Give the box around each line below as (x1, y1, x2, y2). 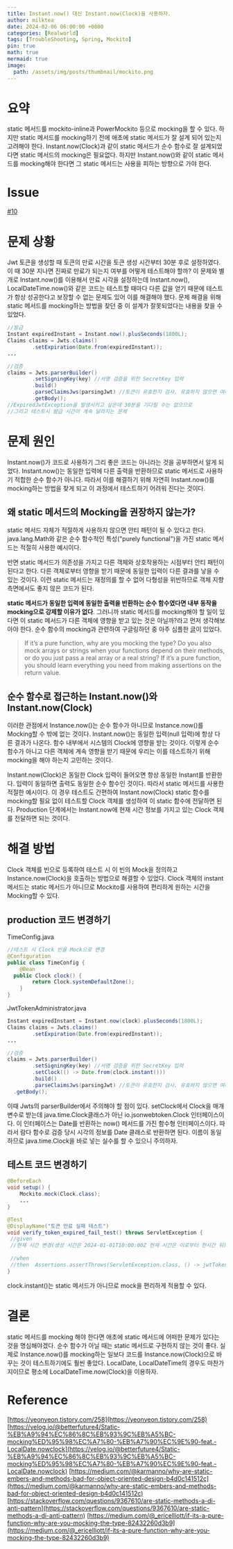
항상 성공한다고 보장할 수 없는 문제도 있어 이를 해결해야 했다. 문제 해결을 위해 (14, 293, 222, 301)
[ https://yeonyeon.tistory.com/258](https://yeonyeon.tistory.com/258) (7, 1415, 208, 1423)
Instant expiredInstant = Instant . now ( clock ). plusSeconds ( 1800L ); (7, 1018, 203, 1025)
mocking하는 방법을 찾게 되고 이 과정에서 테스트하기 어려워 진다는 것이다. (7, 484, 206, 492)
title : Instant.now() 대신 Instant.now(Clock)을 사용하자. (7, 10, 171, 17)
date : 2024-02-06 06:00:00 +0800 (7, 23, 104, 30)
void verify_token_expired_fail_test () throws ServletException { (7, 1229, 203, 1236)
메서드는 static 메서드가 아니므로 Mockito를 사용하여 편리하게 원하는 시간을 (7, 883, 211, 891)
